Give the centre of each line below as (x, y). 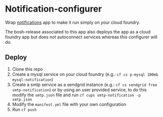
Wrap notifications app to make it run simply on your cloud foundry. (72, 22)
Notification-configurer (54, 9)
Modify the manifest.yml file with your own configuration (69, 104)
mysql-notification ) (33, 79)
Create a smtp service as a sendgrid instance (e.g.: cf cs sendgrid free (84, 84)
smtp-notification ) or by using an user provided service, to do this (79, 90)
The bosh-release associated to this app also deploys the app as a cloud (78, 32)
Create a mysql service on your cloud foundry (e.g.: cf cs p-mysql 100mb (85, 74)
